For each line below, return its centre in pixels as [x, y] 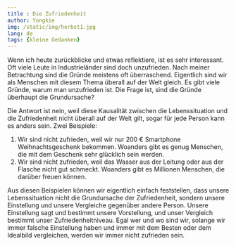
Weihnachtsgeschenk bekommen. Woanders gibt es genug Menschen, [120, 147]
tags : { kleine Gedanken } [44, 40]
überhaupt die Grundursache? [51, 97]
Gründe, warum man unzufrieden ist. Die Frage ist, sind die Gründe [105, 90]
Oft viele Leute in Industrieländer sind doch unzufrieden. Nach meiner [108, 67]
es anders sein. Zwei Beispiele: [52, 126]
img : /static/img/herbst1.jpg [52, 27]
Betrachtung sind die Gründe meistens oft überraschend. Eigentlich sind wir [117, 75]
